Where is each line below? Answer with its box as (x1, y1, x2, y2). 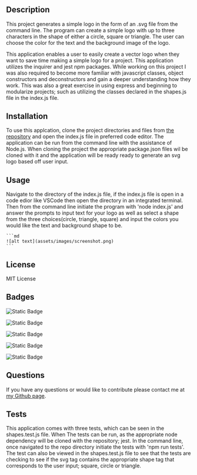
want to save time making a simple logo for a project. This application (6, 56, 174, 63)
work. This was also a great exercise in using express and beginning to (6, 82, 178, 89)
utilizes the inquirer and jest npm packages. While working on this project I (6, 63, 186, 70)
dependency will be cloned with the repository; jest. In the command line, (6, 437, 184, 444)
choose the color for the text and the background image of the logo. (6, 39, 171, 46)
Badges (6, 292, 35, 302)
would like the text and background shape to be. (6, 222, 123, 229)
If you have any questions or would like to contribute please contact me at (6, 386, 185, 393)
